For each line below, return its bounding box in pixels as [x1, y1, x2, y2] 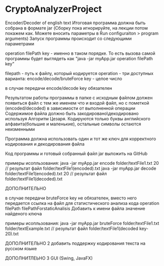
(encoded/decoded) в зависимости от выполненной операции [5, 105, 135, 111]
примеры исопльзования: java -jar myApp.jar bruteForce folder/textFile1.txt [5, 220, 160, 226]
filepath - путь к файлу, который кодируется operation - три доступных [5, 70, 154, 76]
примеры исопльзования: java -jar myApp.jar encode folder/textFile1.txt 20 [5, 160, 159, 166]
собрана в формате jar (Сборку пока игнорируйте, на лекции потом [5, 25, 148, 31]
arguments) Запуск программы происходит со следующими [5, 36, 132, 41]
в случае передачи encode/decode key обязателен [5, 85, 112, 91]
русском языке [5, 245, 37, 251]
